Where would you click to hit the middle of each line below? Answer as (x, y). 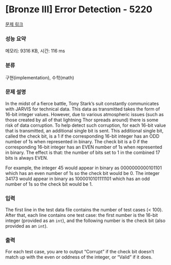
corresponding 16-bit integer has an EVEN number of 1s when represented (84, 147)
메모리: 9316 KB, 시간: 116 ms (35, 51)
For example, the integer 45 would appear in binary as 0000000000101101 (84, 168)
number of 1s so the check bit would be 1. (49, 184)
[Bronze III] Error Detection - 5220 (79, 9)
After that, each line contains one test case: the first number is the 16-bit (82, 215)
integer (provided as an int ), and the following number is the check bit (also (85, 220)
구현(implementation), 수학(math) (40, 77)
